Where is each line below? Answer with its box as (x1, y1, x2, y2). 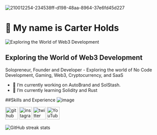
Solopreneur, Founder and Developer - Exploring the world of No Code (5, 67, 152, 73)
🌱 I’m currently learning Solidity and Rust (12, 87, 97, 93)
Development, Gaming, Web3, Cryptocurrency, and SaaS (5, 72, 124, 78)
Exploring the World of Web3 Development (5, 53, 143, 62)
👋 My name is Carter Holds (5, 23, 119, 34)
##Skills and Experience (5, 97, 56, 103)
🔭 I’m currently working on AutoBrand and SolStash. (12, 82, 121, 88)
